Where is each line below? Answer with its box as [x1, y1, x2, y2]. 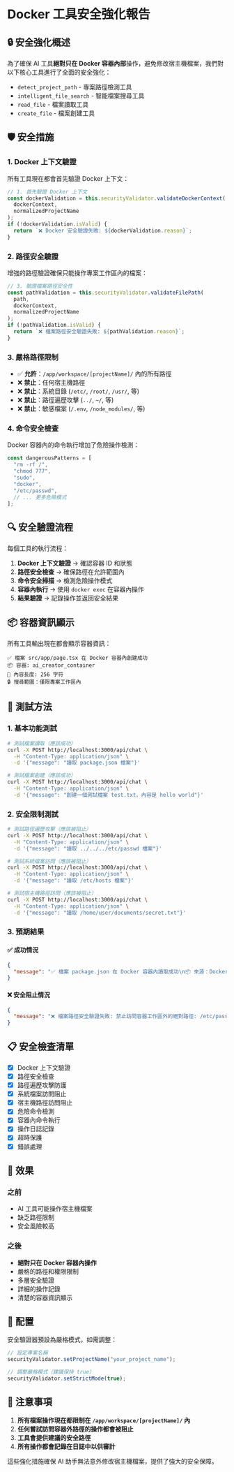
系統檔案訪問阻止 [17, 1090, 67, 1098]
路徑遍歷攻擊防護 [17, 1081, 67, 1089]
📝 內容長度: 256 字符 [7, 671, 64, 678]
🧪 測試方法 [7, 701, 52, 713]
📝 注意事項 [7, 1396, 52, 1408]
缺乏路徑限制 [17, 1213, 54, 1222]
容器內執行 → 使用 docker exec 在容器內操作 [17, 585, 144, 594]
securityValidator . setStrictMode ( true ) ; [7, 1375, 127, 1382]
